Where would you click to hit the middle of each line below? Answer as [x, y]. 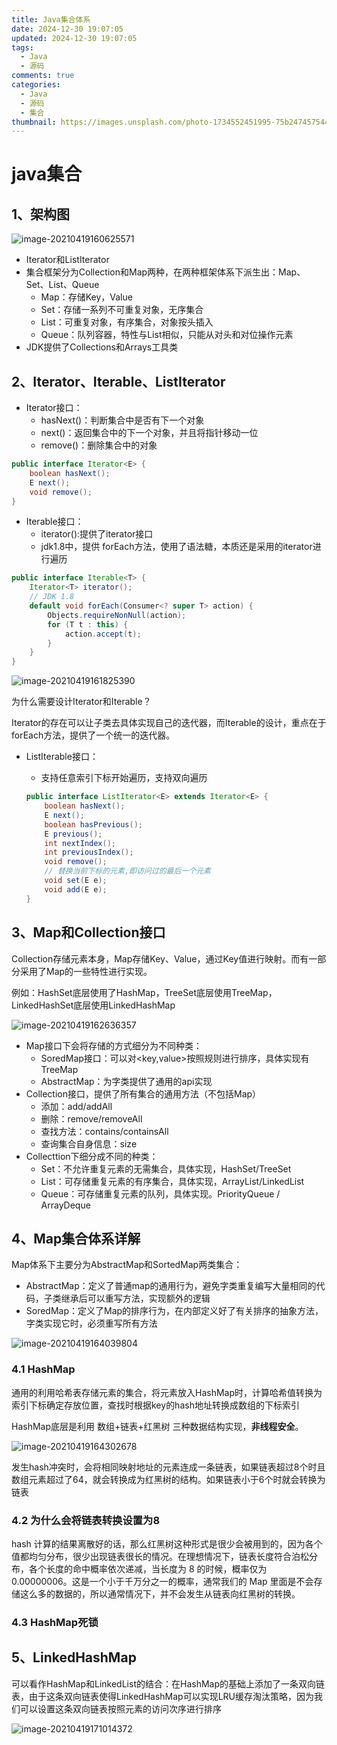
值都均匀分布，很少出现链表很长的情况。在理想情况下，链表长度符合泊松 [160, 1556]
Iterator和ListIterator [67, 260]
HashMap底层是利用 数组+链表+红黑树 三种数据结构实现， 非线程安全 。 [157, 1426]
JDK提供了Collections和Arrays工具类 [102, 347]
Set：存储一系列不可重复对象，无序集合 [122, 310]
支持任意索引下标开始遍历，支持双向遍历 [124, 778]
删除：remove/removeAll [91, 1118]
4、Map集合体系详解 [76, 1238]
